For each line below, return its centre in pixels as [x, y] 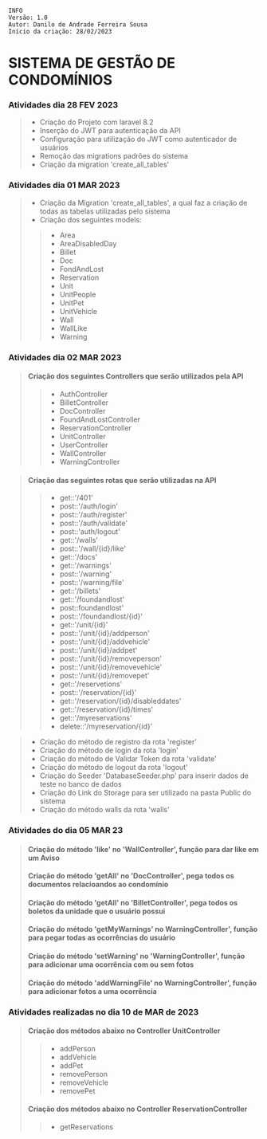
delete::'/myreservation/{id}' [106, 727]
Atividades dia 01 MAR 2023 [64, 185]
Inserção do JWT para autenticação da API [110, 131]
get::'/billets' [80, 591]
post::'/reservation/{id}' [98, 693]
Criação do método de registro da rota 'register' [118, 742]
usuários [54, 147]
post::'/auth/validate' [94, 523]
